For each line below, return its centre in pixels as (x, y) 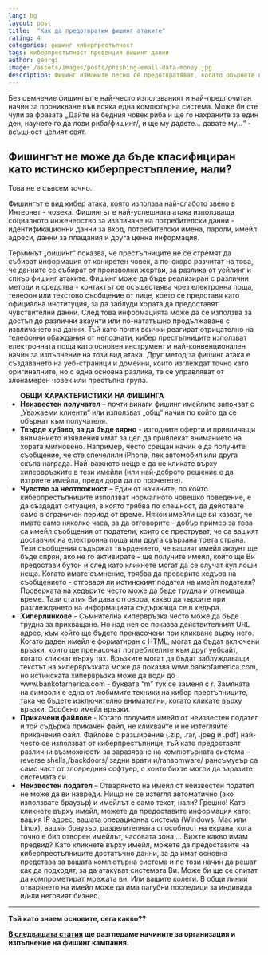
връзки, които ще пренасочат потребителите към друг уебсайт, (128, 650)
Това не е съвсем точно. (50, 188)
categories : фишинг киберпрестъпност (71, 45)
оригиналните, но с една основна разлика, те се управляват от (116, 372)
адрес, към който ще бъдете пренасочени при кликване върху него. (137, 633)
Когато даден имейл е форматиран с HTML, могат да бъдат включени (140, 641)
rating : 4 (25, 38)
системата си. (44, 777)
